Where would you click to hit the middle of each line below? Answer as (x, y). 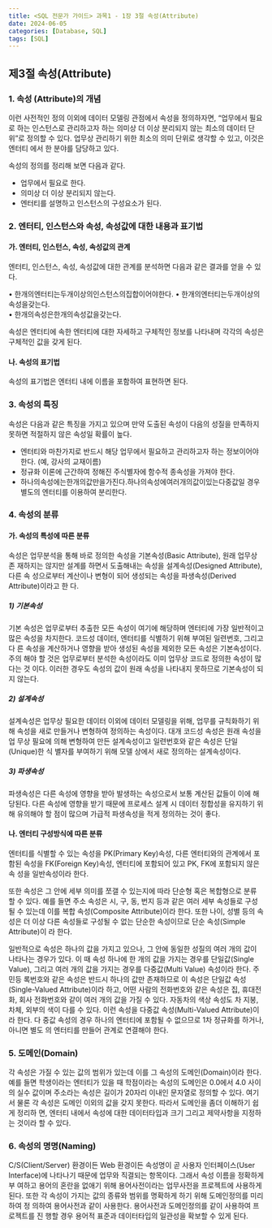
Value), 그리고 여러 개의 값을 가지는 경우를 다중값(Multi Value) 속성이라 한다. (130, 969)
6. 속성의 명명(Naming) (52, 1146)
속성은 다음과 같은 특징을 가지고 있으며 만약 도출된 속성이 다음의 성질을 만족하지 (134, 424)
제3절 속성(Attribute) (60, 74)
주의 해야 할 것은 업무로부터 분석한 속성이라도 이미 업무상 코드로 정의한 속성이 (131, 658)
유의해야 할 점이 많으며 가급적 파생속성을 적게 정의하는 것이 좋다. (119, 814)
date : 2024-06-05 (38, 24)
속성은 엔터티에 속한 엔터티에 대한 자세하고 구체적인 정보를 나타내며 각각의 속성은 (136, 332)
